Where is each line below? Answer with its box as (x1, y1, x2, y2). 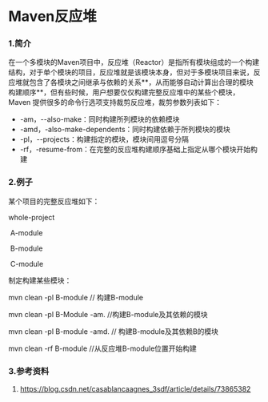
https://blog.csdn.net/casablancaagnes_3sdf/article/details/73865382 (19, 384, 251, 394)
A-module (10, 227, 43, 237)
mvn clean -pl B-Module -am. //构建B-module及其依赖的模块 (8, 309, 208, 319)
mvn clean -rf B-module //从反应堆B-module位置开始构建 (8, 344, 198, 353)
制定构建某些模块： (8, 275, 72, 285)
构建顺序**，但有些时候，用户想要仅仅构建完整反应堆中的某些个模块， (8, 87, 240, 97)
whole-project (8, 212, 55, 222)
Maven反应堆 (8, 7, 98, 26)
